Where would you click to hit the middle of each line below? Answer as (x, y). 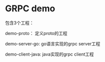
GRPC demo (30, 9)
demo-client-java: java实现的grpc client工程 (50, 54)
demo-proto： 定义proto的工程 (36, 33)
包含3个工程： (19, 23)
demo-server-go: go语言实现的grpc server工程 (53, 44)
